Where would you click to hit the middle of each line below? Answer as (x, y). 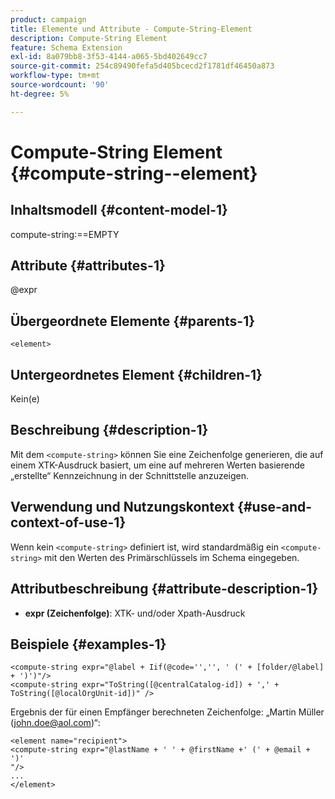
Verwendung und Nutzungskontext (122, 507)
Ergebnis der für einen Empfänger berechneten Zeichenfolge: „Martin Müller (167, 712)
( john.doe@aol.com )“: (55, 723)
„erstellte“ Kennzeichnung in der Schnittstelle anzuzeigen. (130, 475)
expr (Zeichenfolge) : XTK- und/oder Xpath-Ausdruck (135, 613)
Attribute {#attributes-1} (88, 266)
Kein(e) (25, 399)
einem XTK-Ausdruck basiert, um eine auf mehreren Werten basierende (157, 465)
